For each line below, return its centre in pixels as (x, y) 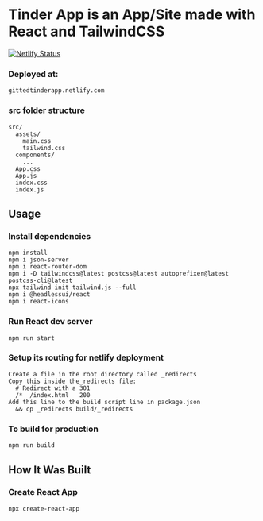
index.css (31, 183)
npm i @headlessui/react (49, 295)
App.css (28, 168)
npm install (28, 253)
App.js (26, 176)
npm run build (32, 446)
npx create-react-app (44, 509)
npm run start (32, 338)
